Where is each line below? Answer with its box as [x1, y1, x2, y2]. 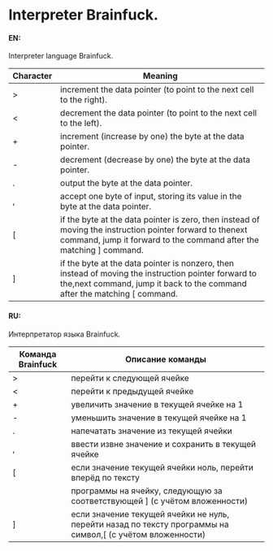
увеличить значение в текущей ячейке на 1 [71, 398, 244, 410]
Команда [19, 348, 57, 359]
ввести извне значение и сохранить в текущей [71, 438, 257, 449]
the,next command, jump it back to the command [59, 278, 248, 289]
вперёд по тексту [71, 471, 141, 483]
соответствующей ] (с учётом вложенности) [71, 495, 248, 506]
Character [12, 71, 53, 82]
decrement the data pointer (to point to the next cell [59, 107, 258, 119]
